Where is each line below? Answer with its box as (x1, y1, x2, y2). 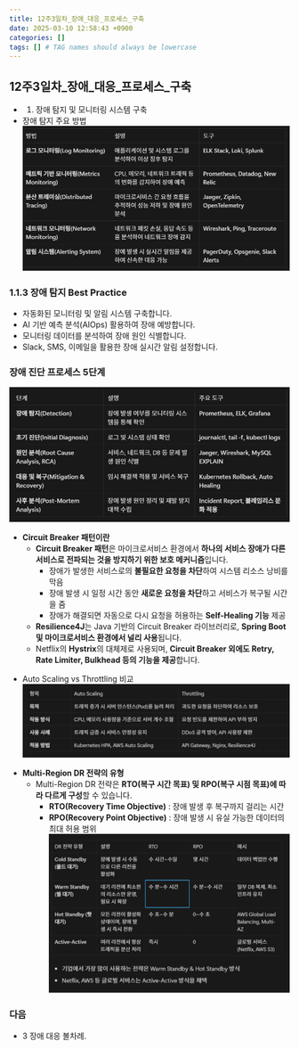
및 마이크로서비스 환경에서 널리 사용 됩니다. (35, 633, 182, 643)
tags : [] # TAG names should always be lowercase (9, 43, 198, 52)
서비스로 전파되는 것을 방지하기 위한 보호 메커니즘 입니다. (35, 554, 229, 565)
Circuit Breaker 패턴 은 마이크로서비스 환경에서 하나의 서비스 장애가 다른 (35, 544, 287, 554)
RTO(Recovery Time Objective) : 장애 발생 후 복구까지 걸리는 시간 (48, 800, 285, 811)
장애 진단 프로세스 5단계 (9, 365, 106, 378)
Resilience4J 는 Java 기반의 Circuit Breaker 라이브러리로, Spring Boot (35, 621, 287, 632)
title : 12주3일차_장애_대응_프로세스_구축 (9, 14, 145, 23)
